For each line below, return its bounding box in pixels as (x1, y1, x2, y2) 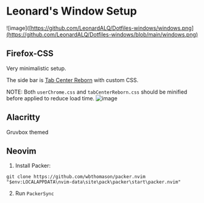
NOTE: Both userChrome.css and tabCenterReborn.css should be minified (6, 88, 188, 95)
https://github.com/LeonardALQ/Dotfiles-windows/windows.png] (30, 24, 194, 32)
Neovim (6, 146, 37, 156)
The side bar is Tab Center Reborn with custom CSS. (6, 76, 139, 83)
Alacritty (6, 112, 41, 123)
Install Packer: (15, 162, 51, 170)
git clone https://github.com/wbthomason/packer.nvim (6, 174, 146, 180)
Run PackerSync (15, 190, 54, 197)
